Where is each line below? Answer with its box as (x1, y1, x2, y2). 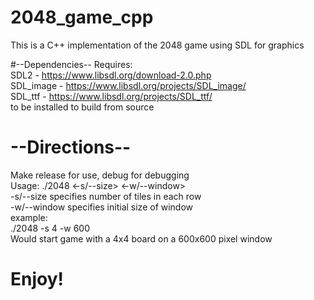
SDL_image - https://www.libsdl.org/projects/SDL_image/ (10, 79, 247, 91)
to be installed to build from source (10, 101, 155, 113)
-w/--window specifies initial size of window (10, 201, 194, 213)
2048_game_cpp (10, 6, 154, 29)
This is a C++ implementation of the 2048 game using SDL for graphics (10, 39, 305, 51)
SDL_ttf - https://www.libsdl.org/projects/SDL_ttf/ (10, 90, 213, 102)
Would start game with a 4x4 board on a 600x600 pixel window (10, 232, 273, 245)
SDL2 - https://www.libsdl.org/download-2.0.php (10, 69, 212, 81)
